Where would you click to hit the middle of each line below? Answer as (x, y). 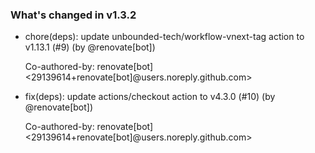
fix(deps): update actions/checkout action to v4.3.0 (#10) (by (150, 97)
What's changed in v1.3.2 (73, 15)
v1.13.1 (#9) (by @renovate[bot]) (90, 47)
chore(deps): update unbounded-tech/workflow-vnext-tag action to (164, 37)
